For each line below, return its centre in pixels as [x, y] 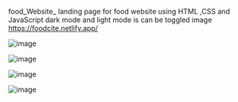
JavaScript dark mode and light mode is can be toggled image [110, 20]
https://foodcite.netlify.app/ [53, 28]
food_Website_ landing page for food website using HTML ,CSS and [119, 11]
